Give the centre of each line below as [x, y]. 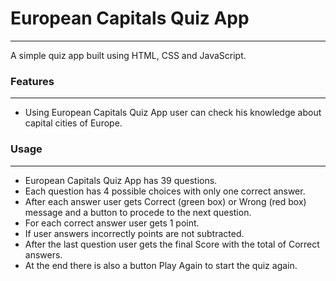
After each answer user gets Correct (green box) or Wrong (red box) [165, 201]
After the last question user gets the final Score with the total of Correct [172, 244]
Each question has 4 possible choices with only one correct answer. [165, 191]
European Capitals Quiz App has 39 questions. [121, 180]
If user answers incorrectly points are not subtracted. [134, 233]
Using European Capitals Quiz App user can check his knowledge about [173, 113]
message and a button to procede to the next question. [138, 212]
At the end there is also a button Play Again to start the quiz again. [161, 265]
